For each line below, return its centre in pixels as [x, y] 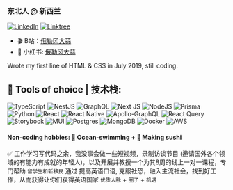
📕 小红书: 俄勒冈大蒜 [46, 52]
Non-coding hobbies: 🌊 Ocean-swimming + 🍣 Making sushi [95, 137]
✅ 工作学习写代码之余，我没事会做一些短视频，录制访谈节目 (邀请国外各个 [113, 154]
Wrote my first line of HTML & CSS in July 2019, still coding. [93, 66]
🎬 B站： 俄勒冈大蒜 [44, 41]
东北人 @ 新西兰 [34, 10]
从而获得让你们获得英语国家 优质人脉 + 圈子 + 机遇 [88, 180]
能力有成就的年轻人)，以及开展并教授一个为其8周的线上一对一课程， [123, 162]
